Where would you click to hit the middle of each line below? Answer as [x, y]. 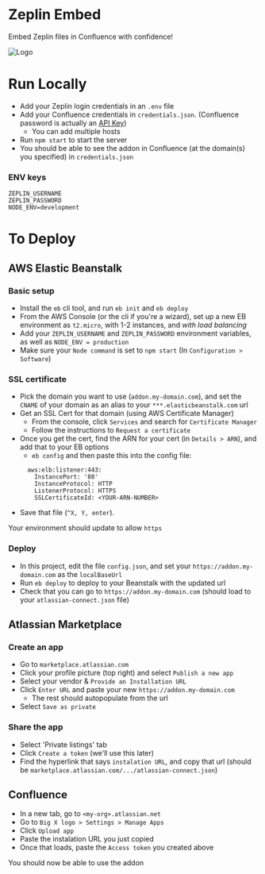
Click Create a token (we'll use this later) [87, 753]
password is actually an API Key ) [73, 123]
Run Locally [48, 84]
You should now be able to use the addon [76, 863]
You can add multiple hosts [76, 131]
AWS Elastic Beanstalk [65, 268]
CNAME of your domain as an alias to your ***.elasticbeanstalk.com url [134, 405]
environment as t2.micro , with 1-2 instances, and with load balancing [133, 325]
